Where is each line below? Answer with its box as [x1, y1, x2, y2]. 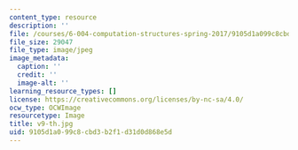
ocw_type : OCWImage [9, 103, 82, 112]
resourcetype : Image [9, 111, 86, 120]
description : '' [9, 21, 69, 30]
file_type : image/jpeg [9, 46, 93, 55]
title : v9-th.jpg [9, 120, 74, 129]
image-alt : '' [17, 79, 69, 87]
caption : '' [17, 63, 62, 71]
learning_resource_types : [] [9, 86, 117, 95]
